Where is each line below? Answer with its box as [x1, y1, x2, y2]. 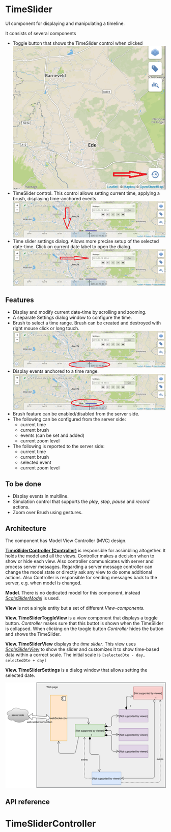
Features [5, 296, 34, 304]
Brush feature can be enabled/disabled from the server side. [12, 411, 140, 417]
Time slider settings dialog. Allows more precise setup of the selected [12, 238, 159, 245]
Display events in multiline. [12, 493, 69, 499]
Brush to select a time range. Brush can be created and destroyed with [12, 320, 161, 326]
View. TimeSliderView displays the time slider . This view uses [5, 641, 136, 647]
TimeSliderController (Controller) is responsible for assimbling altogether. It [5, 548, 166, 554]
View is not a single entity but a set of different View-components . [5, 605, 145, 611]
